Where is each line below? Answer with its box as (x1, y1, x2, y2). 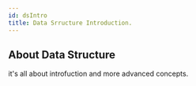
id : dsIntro (8, 11, 47, 20)
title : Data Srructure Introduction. (8, 19, 133, 27)
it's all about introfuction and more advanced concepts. (8, 69, 189, 79)
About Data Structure (8, 48, 116, 62)
